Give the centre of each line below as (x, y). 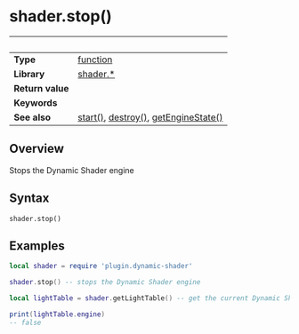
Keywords (36, 102)
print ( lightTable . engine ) (57, 314)
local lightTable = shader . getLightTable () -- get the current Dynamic (145, 298)
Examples (37, 246)
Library (29, 74)
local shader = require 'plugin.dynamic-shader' (101, 266)
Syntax (29, 199)
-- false (25, 322)
